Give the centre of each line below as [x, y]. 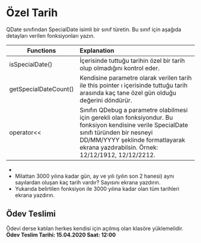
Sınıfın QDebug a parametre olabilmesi [134, 110]
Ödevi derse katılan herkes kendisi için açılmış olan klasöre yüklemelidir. [95, 228]
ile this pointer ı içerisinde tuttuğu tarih [134, 85]
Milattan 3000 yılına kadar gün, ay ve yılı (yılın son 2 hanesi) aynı [95, 176]
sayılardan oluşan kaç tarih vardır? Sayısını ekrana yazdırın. [88, 182]
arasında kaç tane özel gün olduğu [128, 93]
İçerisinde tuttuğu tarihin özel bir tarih [133, 60]
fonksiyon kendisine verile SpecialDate [134, 124]
